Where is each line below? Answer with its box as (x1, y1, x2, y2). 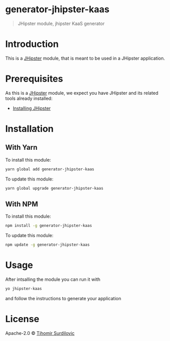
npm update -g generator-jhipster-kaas (5, 242, 90, 248)
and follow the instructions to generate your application (5, 295, 121, 301)
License (5, 313, 40, 325)
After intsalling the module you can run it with (5, 276, 101, 282)
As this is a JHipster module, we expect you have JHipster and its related (5, 90, 159, 96)
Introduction (5, 38, 59, 50)
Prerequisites (5, 73, 64, 85)
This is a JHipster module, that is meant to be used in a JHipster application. (5, 55, 165, 61)
